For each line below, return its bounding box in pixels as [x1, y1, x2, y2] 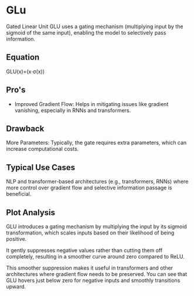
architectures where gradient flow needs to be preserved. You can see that [6, 271, 188, 277]
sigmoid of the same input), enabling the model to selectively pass [6, 29, 166, 36]
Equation [6, 52, 40, 62]
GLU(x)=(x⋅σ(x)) [6, 68, 45, 75]
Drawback [6, 124, 45, 134]
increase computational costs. [6, 145, 79, 152]
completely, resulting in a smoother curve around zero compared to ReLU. [6, 253, 185, 260]
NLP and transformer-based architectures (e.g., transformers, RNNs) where [6, 178, 189, 185]
